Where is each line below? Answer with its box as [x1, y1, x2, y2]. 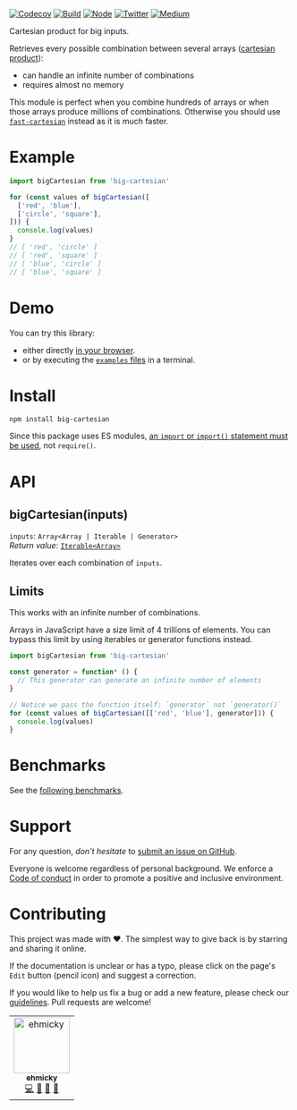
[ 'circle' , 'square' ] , [17, 209, 102, 218]
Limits [9, 583, 45, 598]
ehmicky [26, 1073, 58, 1083]
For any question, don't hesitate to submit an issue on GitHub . [9, 846, 237, 857]
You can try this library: [9, 327, 96, 338]
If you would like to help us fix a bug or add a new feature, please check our [9, 987, 289, 998]
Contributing [9, 904, 106, 925]
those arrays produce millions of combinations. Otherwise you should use [9, 106, 281, 116]
